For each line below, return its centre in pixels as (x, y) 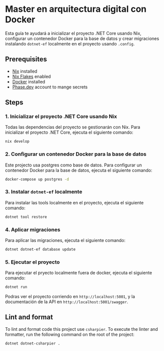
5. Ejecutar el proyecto (32, 262)
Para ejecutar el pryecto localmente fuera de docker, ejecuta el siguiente (79, 273)
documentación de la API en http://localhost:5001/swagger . (67, 302)
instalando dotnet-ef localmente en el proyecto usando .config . (70, 43)
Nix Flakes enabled (31, 76)
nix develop (17, 142)
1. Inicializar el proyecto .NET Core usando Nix (61, 117)
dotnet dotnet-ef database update (41, 249)
